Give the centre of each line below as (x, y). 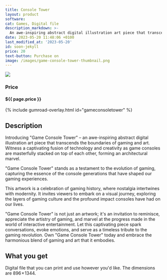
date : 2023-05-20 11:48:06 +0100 (40, 38)
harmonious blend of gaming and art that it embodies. (60, 240)
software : (15, 19)
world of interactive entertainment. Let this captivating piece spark (73, 224)
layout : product (22, 14)
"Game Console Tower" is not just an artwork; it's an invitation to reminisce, (83, 214)
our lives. (14, 205)
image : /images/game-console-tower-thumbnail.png (58, 61)
